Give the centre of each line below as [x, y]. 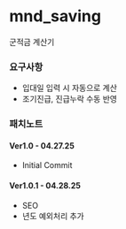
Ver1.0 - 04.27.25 [42, 145]
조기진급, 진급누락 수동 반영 [70, 99]
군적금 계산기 [32, 42]
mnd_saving [55, 16]
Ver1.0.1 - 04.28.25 [45, 185]
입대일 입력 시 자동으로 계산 [70, 88]
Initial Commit [47, 165]
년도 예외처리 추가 [53, 216]
